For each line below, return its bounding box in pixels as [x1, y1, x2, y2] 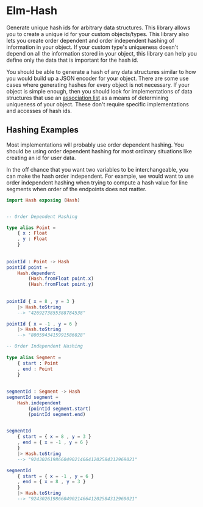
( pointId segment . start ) [28, 406, 91, 412]
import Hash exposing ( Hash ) [6, 197, 80, 203]
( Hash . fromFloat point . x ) [28, 275, 94, 282]
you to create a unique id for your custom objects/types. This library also [6, 30, 189, 37]
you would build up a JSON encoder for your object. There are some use [6, 75, 189, 82]
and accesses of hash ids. [6, 107, 72, 114]
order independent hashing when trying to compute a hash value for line [6, 178, 188, 186]
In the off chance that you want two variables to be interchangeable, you [6, 166, 189, 173]
